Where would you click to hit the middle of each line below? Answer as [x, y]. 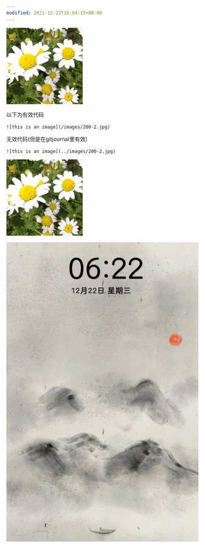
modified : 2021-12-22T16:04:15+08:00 [54, 13]
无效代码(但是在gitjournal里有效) [47, 139]
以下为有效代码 [25, 114]
